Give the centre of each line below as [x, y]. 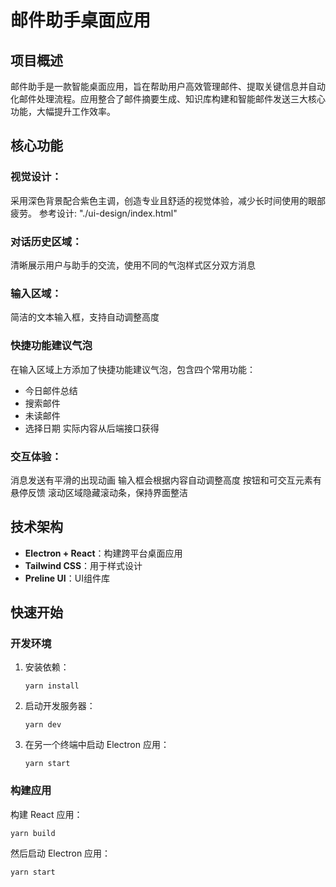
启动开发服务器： [60, 706]
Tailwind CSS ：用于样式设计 [83, 565]
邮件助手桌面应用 [81, 20]
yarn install [52, 686]
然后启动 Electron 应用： [61, 853]
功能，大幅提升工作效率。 [63, 111]
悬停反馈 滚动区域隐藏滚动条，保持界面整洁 [99, 492]
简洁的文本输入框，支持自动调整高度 [85, 317]
